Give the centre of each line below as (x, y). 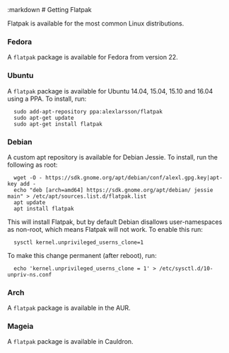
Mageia (20, 326)
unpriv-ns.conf (30, 274)
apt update (30, 202)
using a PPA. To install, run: (47, 99)
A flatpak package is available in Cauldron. (70, 342)
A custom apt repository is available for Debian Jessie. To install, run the (112, 157)
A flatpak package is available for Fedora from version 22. (93, 57)
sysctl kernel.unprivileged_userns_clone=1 (78, 242)
